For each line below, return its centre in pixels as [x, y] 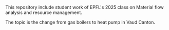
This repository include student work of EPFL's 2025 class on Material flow [85, 7]
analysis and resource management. [44, 12]
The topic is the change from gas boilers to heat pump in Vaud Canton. [80, 22]
